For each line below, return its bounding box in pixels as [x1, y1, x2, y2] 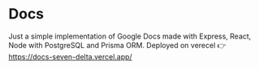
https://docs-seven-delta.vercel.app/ [8, 51, 132, 61]
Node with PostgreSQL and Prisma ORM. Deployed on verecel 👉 [8, 40, 227, 50]
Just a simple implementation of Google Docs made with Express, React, [8, 31, 252, 41]
